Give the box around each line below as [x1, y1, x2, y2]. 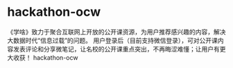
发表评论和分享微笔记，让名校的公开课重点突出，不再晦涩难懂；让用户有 [12, 45, 220, 53]
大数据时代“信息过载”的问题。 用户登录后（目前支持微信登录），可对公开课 [7, 36, 218, 45]
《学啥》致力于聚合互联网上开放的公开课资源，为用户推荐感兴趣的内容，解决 [7, 27, 226, 36]
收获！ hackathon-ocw [12, 53, 78, 62]
